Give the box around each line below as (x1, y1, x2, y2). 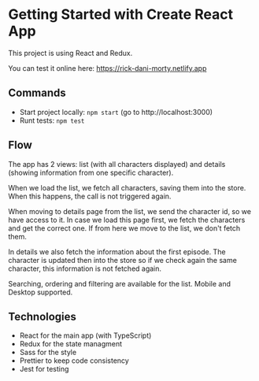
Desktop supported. (8, 287, 73, 297)
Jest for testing (19, 364, 69, 374)
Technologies (8, 309, 77, 324)
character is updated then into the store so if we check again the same (8, 255, 238, 264)
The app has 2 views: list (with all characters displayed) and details (8, 159, 226, 168)
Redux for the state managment (19, 339, 123, 349)
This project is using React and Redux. (8, 48, 133, 57)
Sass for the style (19, 348, 77, 357)
